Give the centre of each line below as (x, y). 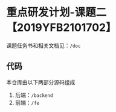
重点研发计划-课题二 (56, 12)
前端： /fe (27, 102)
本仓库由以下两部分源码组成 (41, 82)
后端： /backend (34, 95)
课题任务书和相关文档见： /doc (43, 45)
